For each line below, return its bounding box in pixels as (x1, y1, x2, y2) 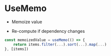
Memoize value (11, 19, 42, 25)
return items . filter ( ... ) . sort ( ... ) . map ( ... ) (13, 42, 107, 47)
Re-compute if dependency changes (11, 28, 85, 34)
